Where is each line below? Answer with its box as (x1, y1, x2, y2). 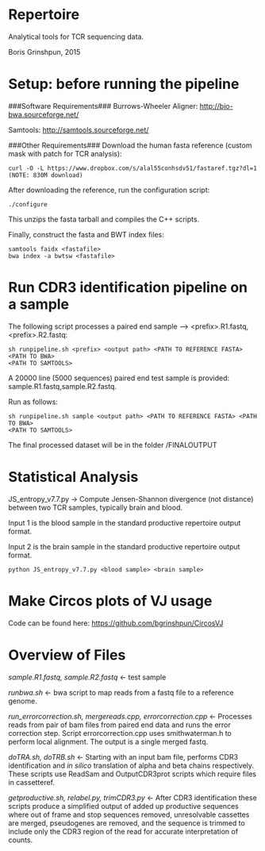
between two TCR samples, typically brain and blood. (8, 503, 183, 512)
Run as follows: (8, 397, 58, 406)
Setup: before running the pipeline (8, 75, 240, 93)
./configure (8, 200, 48, 208)
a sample (8, 295, 70, 314)
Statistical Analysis (8, 468, 139, 486)
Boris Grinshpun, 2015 (8, 47, 81, 56)
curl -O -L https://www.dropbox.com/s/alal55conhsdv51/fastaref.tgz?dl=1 (8, 164, 258, 172)
